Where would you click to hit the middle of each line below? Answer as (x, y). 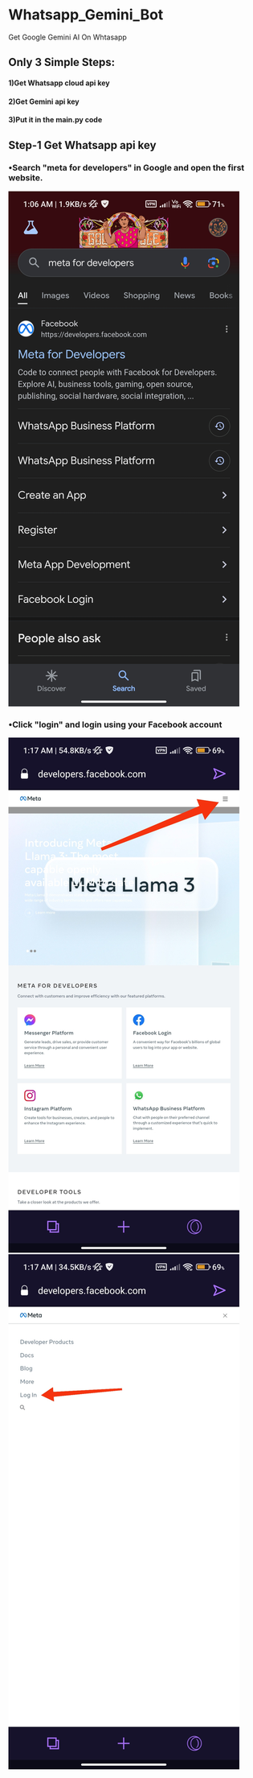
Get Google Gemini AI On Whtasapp (67, 37)
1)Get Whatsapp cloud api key (59, 83)
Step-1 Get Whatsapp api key (82, 145)
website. (26, 178)
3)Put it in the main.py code (55, 120)
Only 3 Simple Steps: (62, 62)
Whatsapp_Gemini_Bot (86, 15)
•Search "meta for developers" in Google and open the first (126, 168)
